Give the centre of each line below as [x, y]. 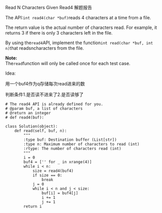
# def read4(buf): [25, 117]
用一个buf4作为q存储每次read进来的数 [45, 84]
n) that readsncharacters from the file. [45, 48]
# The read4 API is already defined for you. [54, 104]
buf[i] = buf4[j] [60, 193]
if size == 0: [47, 175]
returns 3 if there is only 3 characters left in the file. [59, 33]
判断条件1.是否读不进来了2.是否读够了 [44, 95]
